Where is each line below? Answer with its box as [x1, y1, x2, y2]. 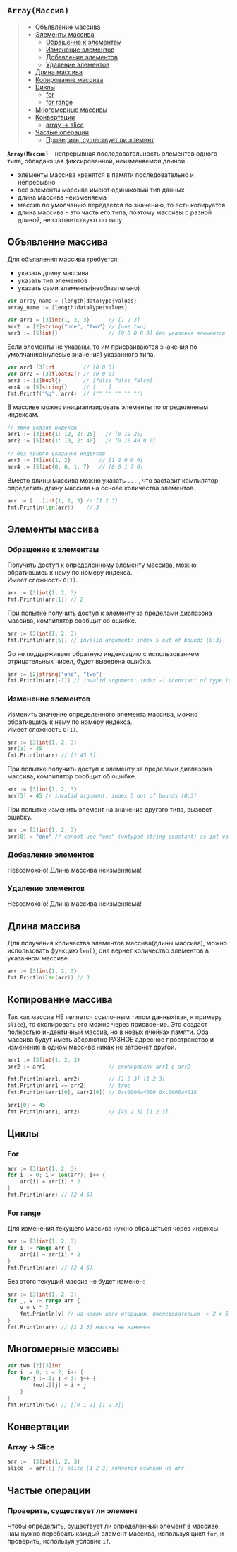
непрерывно [17, 178, 56, 186]
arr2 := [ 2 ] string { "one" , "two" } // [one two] [7, 323, 147, 330]
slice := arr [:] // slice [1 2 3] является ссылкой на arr [7, 1465, 185, 1472]
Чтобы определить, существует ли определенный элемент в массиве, [7, 1522, 221, 1530]
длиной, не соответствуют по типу [17, 215, 123, 224]
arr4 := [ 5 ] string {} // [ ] [7, 384, 112, 391]
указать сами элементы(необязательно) [17, 283, 140, 292]
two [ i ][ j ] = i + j [32, 1381, 87, 1389]
